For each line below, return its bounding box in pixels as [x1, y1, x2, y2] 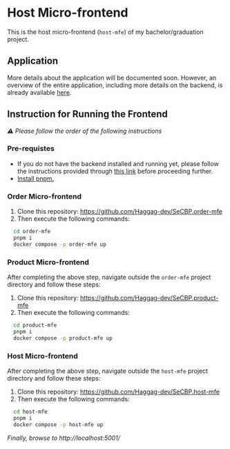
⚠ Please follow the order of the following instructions [7, 127, 162, 135]
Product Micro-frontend [7, 257, 90, 267]
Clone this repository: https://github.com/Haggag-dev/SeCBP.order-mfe [17, 208, 223, 216]
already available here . [7, 88, 72, 96]
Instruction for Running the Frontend [7, 109, 168, 120]
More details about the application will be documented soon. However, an [7, 73, 217, 82]
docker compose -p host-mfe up [13, 421, 104, 428]
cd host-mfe [13, 408, 48, 415]
